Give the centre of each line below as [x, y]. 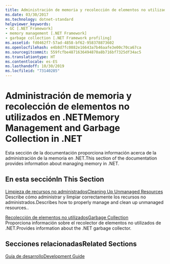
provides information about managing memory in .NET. [62, 163]
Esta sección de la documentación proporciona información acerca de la [81, 152]
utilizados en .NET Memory [62, 117]
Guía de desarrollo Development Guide [45, 256]
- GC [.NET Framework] [29, 29]
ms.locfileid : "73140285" [32, 71]
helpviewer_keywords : [28, 24]
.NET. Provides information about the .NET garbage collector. [68, 228]
